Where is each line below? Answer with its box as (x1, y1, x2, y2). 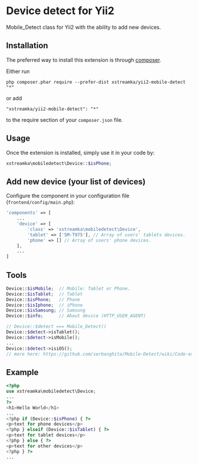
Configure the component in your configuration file (6, 193, 130, 200)
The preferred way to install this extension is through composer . (6, 56, 161, 63)
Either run (6, 68, 30, 75)
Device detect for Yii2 (6, 4, 115, 18)
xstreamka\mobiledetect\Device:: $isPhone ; (6, 160, 112, 166)
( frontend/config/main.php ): (6, 198, 75, 206)
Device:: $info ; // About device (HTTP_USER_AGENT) (6, 313, 146, 319)
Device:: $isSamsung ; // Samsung (6, 307, 85, 313)
